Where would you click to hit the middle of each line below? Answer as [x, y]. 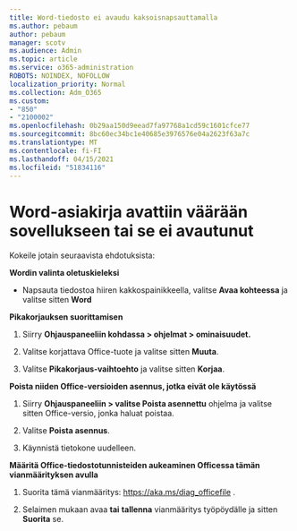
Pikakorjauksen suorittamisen [66, 317]
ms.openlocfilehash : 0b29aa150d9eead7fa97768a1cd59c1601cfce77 [130, 126]
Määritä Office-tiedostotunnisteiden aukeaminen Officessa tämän [135, 466]
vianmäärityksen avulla [54, 475]
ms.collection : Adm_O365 [55, 92]
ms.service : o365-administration [72, 68]
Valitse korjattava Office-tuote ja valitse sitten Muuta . [120, 352]
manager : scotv [38, 43]
